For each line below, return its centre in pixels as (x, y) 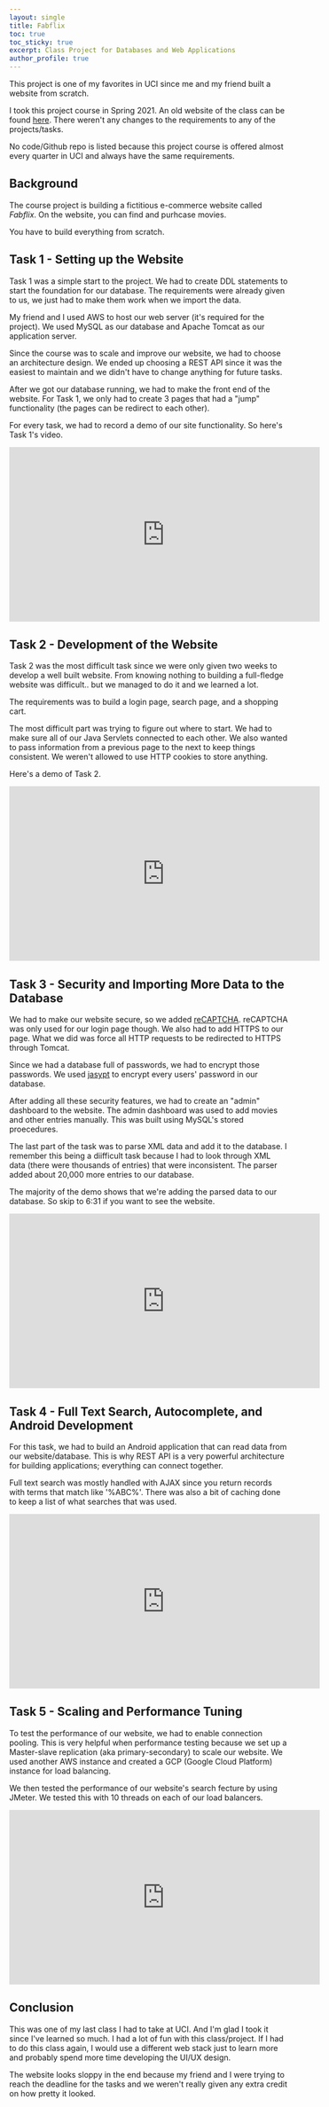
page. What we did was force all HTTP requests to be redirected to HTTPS (145, 1038)
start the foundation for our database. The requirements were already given (147, 290)
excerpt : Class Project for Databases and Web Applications (123, 51)
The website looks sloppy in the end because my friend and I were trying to (147, 2074)
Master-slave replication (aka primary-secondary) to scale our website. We (146, 1751)
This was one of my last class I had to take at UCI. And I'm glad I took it (139, 2029)
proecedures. (34, 1129)
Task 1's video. (36, 435)
